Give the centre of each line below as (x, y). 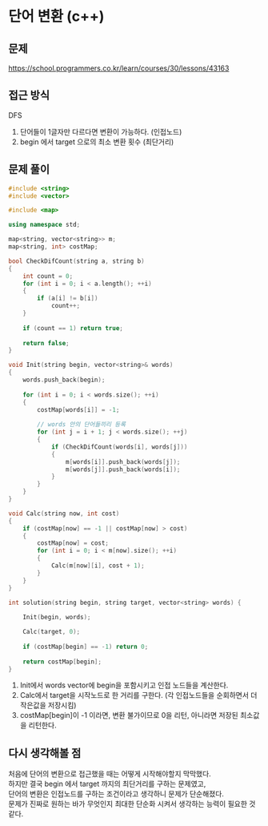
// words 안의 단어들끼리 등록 (82, 425)
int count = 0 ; (48, 276)
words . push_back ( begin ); (64, 380)
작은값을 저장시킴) (48, 705)
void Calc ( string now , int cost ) (64, 514)
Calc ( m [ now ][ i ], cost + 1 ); (98, 566)
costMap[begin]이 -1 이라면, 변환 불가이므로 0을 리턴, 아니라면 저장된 (129, 715)
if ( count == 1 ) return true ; (73, 328)
